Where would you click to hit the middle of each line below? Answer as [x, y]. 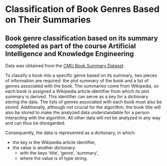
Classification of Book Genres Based [82, 9]
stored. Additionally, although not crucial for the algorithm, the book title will [83, 107]
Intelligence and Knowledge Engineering [70, 54]
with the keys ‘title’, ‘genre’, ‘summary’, [59, 153]
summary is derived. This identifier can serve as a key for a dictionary [77, 96]
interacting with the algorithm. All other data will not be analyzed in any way [83, 118]
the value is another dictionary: [44, 148]
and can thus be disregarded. [35, 123]
